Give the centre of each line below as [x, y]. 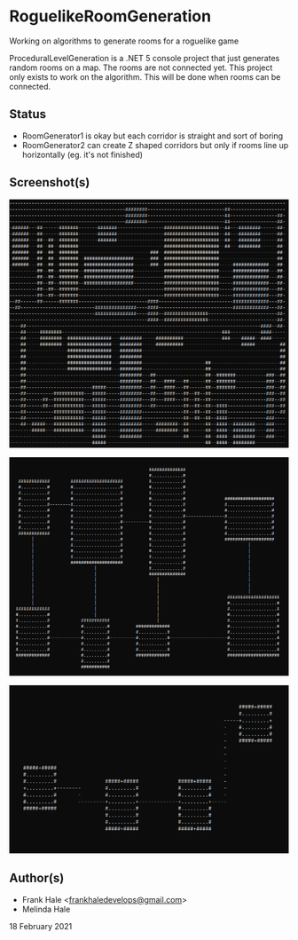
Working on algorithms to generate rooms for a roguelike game [124, 41]
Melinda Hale [46, 909]
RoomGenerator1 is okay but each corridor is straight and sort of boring [153, 136]
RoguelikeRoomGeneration [110, 16]
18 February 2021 [41, 926]
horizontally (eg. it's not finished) [82, 154]
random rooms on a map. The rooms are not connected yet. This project [141, 67]
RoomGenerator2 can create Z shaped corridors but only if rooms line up [155, 145]
